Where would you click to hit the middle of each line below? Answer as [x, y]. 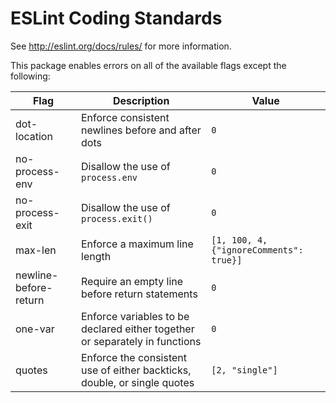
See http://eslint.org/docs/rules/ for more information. [121, 46]
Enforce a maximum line [137, 244]
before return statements [139, 294]
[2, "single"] [244, 370]
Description [141, 100]
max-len [36, 250]
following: [30, 76]
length [96, 256]
